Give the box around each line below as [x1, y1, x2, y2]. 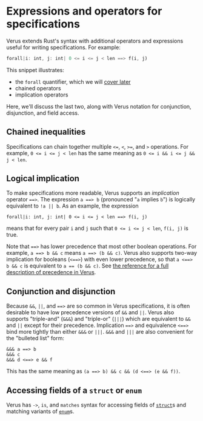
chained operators [15, 84, 62, 92]
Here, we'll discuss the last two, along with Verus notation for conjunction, [6, 103, 192, 110]
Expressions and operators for [6, 4, 162, 18]
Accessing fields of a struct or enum [6, 385, 142, 396]
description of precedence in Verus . [6, 269, 96, 276]
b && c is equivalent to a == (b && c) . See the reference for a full [6, 262, 169, 269]
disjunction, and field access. [6, 109, 80, 116]
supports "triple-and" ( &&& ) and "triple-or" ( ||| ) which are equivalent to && [6, 315, 191, 323]
